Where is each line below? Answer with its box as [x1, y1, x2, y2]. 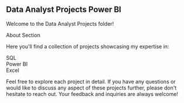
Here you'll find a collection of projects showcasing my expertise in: [6, 43, 169, 50]
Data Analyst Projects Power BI [6, 5, 121, 15]
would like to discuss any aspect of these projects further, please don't [6, 84, 177, 91]
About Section [6, 32, 41, 39]
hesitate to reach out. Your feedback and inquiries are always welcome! [6, 90, 178, 97]
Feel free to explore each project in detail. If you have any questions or [6, 78, 176, 85]
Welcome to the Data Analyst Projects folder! [6, 20, 114, 27]
